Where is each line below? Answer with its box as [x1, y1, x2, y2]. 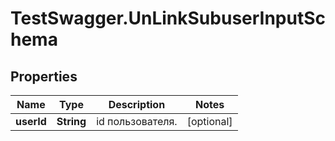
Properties [10, 68, 78, 85]
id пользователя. [96, 115, 178, 128]
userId [15, 115, 47, 128]
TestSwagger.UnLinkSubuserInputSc [10, 7, 327, 30]
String [56, 115, 87, 128]
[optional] [186, 115, 233, 128]
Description [108, 98, 166, 111]
